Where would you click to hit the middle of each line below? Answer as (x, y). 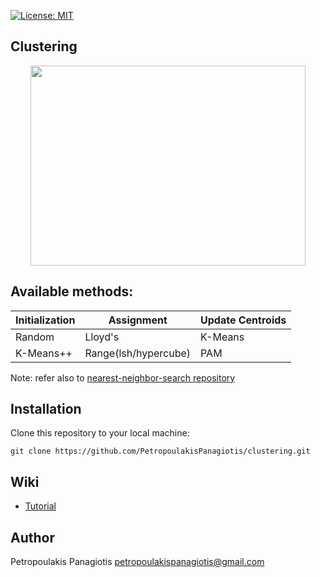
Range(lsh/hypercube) (138, 353)
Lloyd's (102, 337)
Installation (46, 409)
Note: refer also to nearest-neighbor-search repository (123, 377)
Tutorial (40, 506)
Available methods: (72, 291)
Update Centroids (243, 320)
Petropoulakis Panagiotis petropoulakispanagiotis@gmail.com (137, 562)
